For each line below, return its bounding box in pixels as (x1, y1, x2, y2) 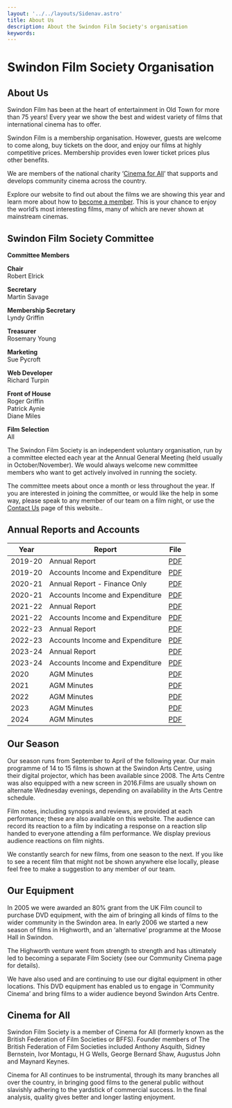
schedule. (7, 793, 36, 801)
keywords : (7, 29, 36, 37)
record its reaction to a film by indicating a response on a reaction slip (7, 822, 207, 830)
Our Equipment (7, 885, 74, 897)
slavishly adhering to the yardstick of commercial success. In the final (7, 1086, 207, 1094)
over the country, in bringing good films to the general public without (7, 1078, 204, 1086)
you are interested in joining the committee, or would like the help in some (7, 489, 219, 498)
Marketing (7, 348, 38, 357)
